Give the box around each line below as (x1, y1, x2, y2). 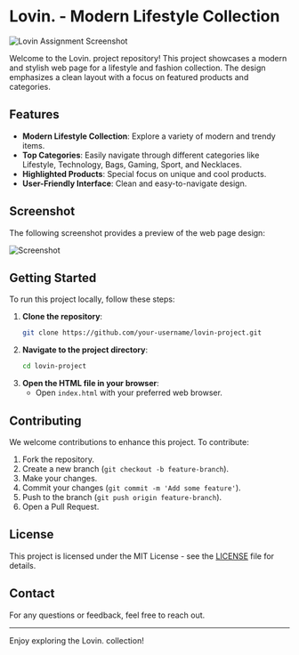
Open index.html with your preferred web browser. (35, 387, 222, 398)
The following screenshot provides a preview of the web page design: (9, 227, 265, 238)
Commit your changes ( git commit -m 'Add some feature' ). (21, 482, 242, 493)
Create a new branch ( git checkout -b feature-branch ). (21, 463, 230, 473)
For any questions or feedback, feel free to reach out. (9, 610, 206, 620)
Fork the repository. (21, 454, 95, 465)
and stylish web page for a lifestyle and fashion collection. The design (9, 62, 266, 73)
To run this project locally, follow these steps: (9, 294, 175, 304)
